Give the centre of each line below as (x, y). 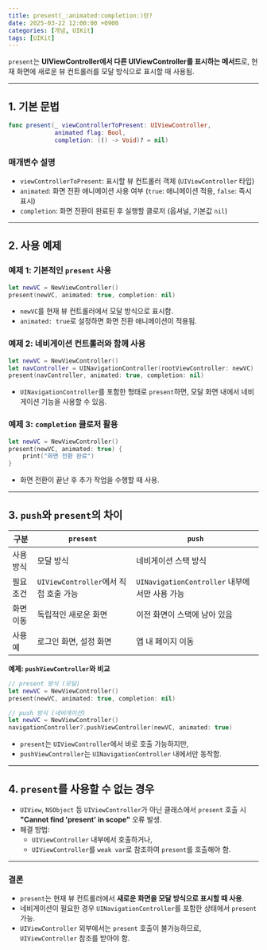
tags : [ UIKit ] (32, 38)
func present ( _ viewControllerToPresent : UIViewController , (110, 126)
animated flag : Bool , (90, 132)
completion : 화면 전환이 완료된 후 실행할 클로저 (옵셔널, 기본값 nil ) (124, 210)
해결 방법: (35, 830)
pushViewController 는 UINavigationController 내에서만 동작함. (121, 754)
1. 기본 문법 (34, 106)
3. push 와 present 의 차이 (66, 515)
